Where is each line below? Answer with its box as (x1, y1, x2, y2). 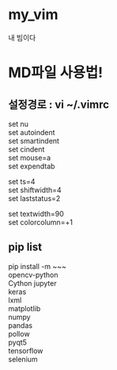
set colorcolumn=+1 (8, 217, 74, 227)
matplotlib (8, 303, 41, 313)
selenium (8, 354, 38, 364)
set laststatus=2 (8, 193, 61, 203)
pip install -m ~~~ (8, 261, 67, 271)
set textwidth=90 (8, 209, 65, 218)
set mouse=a (8, 152, 51, 162)
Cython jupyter (8, 278, 57, 287)
